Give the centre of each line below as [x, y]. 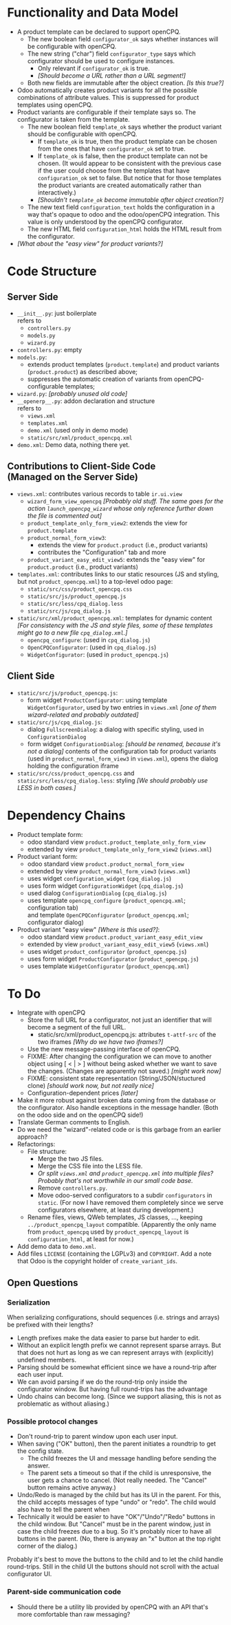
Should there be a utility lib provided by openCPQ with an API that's [112, 1606]
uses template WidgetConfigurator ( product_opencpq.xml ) [108, 966]
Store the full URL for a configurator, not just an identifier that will [119, 1020]
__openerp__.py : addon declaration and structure [86, 401]
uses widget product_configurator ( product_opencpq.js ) [107, 951]
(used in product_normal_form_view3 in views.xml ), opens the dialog [123, 759]
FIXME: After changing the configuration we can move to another [119, 1056]
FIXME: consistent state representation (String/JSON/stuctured [117, 1078]
